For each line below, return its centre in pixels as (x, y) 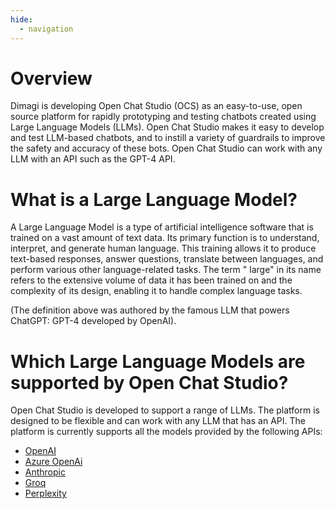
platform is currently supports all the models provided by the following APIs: (166, 432)
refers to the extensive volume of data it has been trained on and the (151, 280)
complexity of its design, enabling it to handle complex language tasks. (156, 291)
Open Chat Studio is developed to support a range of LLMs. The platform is (165, 410)
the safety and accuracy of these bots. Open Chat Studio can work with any (166, 148)
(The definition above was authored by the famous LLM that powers (150, 310)
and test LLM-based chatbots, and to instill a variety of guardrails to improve (168, 138)
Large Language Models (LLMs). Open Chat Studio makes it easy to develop (167, 127)
